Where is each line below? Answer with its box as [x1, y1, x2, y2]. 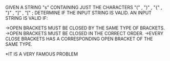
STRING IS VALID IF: [5, 15, 48, 21]
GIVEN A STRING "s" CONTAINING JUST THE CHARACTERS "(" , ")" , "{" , [5, 5, 162, 10]
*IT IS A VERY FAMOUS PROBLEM [5, 51, 78, 57]
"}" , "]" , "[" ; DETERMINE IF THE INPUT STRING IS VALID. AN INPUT [5, 10, 152, 16]
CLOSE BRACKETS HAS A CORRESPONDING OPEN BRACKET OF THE [5, 36, 153, 42]
